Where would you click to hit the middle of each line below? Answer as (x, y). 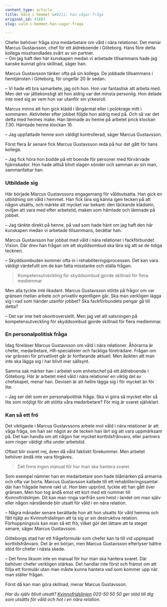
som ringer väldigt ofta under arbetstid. (45, 442)
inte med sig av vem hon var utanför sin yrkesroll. (56, 99)
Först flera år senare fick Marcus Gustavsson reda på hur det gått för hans (82, 144)
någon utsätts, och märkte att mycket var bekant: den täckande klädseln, (80, 205)
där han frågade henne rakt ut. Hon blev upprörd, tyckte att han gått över (80, 487)
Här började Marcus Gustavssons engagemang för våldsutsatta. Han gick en (84, 194)
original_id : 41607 (25, 19)
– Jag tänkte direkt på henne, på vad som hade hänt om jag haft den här (79, 225)
